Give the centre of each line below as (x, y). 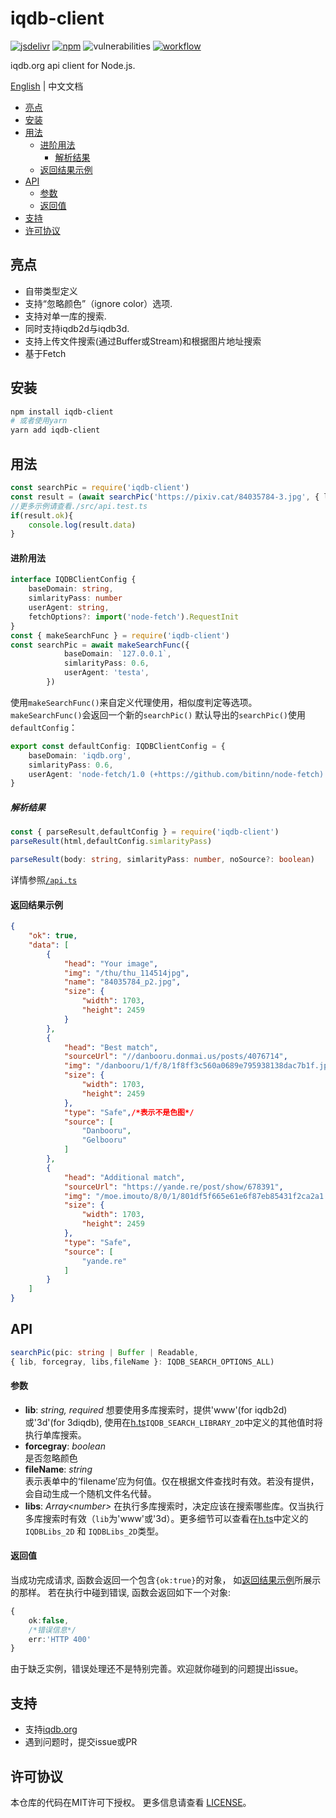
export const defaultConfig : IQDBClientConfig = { (118, 746)
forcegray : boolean (65, 1446)
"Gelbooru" (104, 1140)
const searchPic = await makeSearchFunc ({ (100, 645)
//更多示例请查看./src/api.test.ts (79, 506)
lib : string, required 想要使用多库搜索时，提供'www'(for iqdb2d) (156, 1409)
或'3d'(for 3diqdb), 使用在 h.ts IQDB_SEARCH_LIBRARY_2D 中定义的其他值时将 (173, 1422)
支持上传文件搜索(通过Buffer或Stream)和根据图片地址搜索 (143, 341)
